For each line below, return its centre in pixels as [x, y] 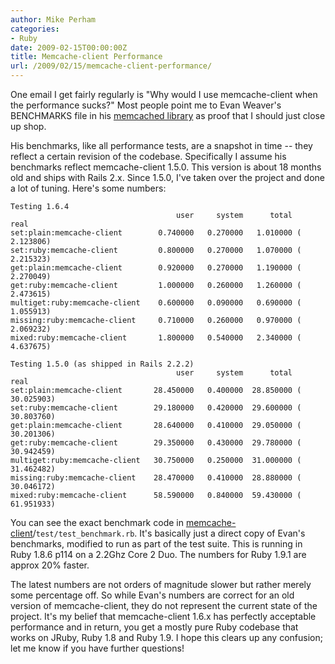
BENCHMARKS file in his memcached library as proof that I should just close [168, 115]
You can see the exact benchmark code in [97, 522]
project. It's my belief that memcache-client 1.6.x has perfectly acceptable [163, 616]
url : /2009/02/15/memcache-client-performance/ [111, 66]
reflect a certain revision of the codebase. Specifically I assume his [148, 156]
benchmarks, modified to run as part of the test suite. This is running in [156, 544]
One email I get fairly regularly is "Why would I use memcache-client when [164, 94]
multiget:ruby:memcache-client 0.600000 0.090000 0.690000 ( [156, 303]
